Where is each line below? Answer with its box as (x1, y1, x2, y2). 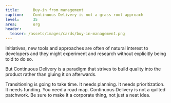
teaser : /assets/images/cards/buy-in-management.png (10, 31, 125, 36)
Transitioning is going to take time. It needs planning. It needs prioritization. (5, 81, 165, 87)
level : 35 (5, 17, 38, 22)
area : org (5, 21, 40, 27)
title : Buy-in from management (5, 7, 84, 13)
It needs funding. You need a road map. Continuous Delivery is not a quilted (5, 87, 166, 92)
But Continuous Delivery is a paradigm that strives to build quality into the (5, 66, 161, 72)
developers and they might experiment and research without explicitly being (5, 50, 166, 57)
